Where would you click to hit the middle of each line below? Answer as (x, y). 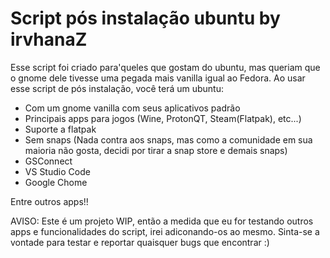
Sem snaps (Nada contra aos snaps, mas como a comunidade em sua (168, 139)
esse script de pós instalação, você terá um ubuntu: (117, 88)
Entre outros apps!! (49, 201)
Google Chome (56, 182)
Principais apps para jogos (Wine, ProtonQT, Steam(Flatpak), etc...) (163, 118)
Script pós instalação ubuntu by (145, 18)
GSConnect (48, 161)
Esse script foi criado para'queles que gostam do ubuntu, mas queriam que (165, 67)
